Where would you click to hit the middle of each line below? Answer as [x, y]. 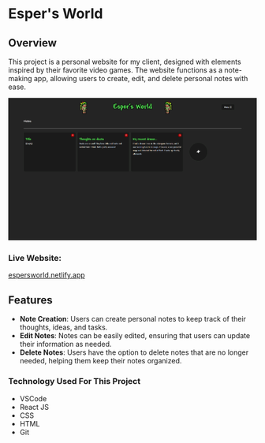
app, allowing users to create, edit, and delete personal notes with [141, 78]
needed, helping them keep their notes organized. [101, 361]
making [21, 78]
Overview [33, 43]
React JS [34, 407]
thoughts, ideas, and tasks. [63, 327]
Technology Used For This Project [74, 382]
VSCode [33, 398]
